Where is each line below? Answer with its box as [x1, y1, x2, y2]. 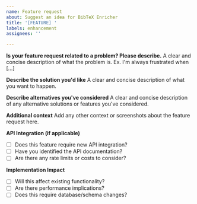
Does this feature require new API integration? [14, 141, 128, 148]
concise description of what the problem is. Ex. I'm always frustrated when [6, 59, 189, 66]
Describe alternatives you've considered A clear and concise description [6, 94, 188, 101]
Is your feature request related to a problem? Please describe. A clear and [6, 52, 191, 59]
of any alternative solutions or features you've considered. [6, 100, 150, 107]
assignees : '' [6, 31, 42, 37]
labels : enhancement [6, 25, 58, 31]
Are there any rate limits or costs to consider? [14, 155, 126, 162]
